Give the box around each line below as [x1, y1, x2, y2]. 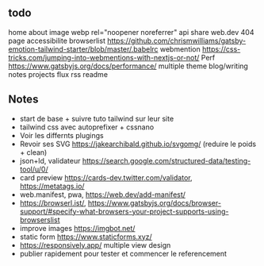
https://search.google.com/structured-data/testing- [82, 156, 251, 165]
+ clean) [19, 147, 48, 157]
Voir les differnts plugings [19, 130, 105, 140]
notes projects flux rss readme [8, 69, 109, 79]
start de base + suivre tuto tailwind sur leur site [19, 114, 174, 123]
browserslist [19, 214, 60, 225]
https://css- [201, 44, 241, 54]
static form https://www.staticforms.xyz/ [19, 232, 152, 241]
